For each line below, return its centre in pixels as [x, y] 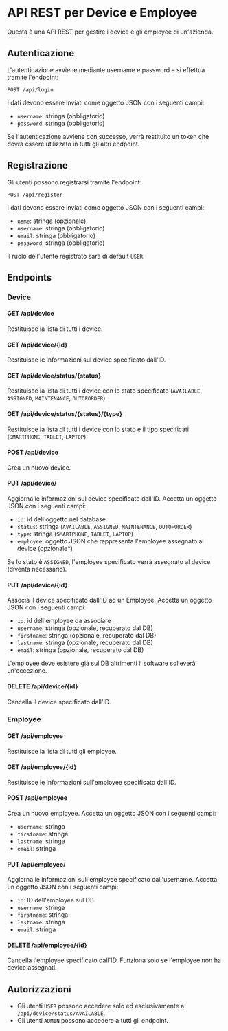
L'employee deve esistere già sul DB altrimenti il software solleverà [101, 663]
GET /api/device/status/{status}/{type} [65, 414]
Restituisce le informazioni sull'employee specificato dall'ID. [92, 782]
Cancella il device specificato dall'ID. [59, 702]
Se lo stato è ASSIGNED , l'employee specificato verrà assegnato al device [109, 562]
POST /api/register [35, 195]
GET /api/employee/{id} [42, 767]
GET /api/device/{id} [37, 345]
